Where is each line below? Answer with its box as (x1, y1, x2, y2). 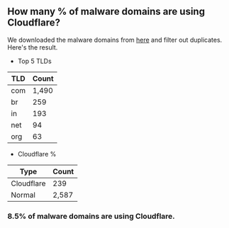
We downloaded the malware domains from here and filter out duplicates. (7, 35, 223, 44)
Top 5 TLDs (17, 57, 52, 65)
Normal (11, 190, 35, 200)
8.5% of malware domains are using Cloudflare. (7, 211, 175, 221)
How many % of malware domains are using (7, 6, 206, 18)
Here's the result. (7, 42, 58, 52)
